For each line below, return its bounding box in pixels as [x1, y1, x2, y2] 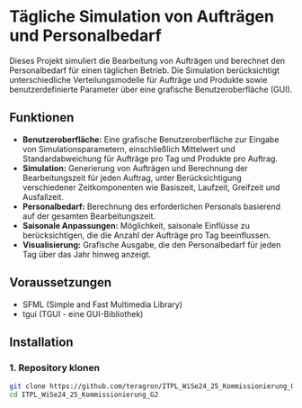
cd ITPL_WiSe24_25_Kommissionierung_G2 [9, 390, 159, 400]
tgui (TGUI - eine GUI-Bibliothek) [22, 308, 144, 319]
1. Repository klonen [9, 361, 101, 374]
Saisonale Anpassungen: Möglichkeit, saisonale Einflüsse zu [22, 220, 250, 231]
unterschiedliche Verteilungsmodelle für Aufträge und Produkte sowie [9, 74, 268, 85]
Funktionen [9, 110, 75, 125]
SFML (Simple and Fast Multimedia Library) [22, 299, 182, 310]
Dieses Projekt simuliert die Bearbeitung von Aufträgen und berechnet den [9, 55, 286, 66]
